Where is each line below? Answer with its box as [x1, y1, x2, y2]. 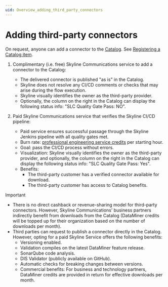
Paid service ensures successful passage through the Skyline [20, 128, 149, 134]
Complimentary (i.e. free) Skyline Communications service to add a [12, 61, 153, 67]
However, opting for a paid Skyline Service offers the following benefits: [12, 234, 163, 240]
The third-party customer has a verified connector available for [27, 171, 159, 177]
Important [5, 192, 26, 198]
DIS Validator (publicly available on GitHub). [20, 255, 111, 261]
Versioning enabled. [20, 239, 62, 245]
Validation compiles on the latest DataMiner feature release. [20, 244, 145, 251]
